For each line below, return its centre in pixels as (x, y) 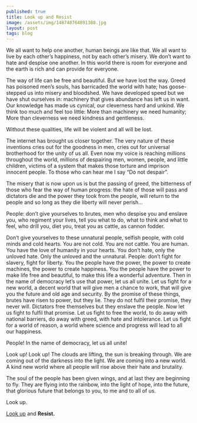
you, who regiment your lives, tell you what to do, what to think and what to (97, 220)
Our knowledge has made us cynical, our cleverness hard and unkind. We (95, 105)
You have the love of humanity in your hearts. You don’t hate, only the (91, 250)
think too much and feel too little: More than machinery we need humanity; (96, 112)
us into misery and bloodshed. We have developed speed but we (106, 93)
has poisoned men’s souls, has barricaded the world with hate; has (87, 87)
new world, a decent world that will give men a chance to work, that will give (98, 288)
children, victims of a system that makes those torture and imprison (88, 166)
